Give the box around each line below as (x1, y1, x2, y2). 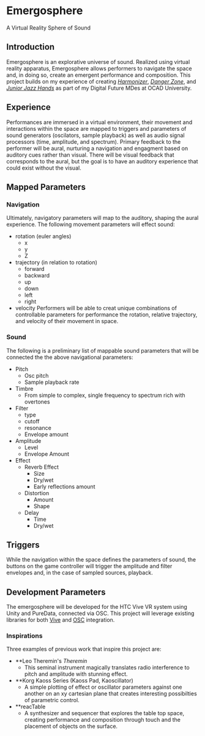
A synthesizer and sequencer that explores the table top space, (24, 710, 185, 717)
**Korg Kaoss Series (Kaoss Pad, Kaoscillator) (15, 677, 133, 684)
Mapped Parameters (6, 182, 86, 192)
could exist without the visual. (6, 164, 81, 171)
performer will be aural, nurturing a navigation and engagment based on (6, 144, 188, 152)
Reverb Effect (24, 463, 59, 471)
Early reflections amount (33, 483, 95, 490)
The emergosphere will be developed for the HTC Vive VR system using (6, 603, 188, 611)
